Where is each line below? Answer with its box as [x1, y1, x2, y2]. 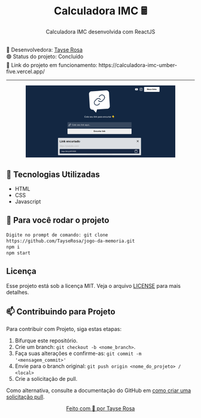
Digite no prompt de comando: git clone [6, 231, 109, 238]
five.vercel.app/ [6, 68, 45, 75]
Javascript [14, 198, 41, 205]
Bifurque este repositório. [14, 337, 78, 344]
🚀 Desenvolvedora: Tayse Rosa [6, 46, 83, 53]
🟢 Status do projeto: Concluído [6, 53, 84, 60]
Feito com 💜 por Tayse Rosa [66, 405, 135, 412]
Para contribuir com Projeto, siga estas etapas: [6, 326, 121, 333]
